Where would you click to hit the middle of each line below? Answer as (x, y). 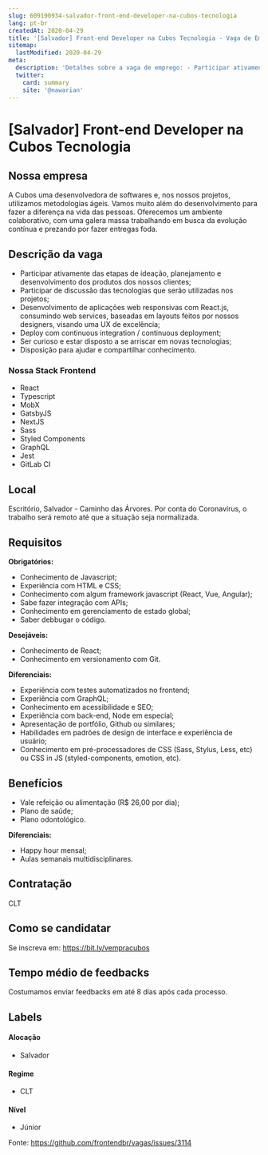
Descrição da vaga (56, 254)
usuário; (33, 741)
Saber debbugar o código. (63, 619)
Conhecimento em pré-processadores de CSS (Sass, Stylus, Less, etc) (136, 750)
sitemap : (23, 46)
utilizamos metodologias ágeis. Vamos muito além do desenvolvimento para (133, 204)
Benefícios (35, 783)
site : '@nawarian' (53, 90)
